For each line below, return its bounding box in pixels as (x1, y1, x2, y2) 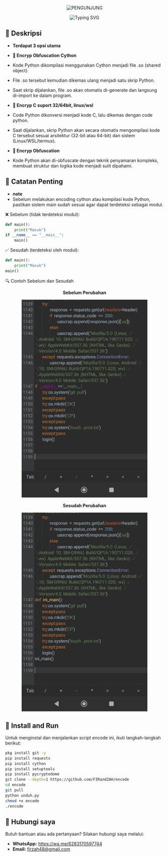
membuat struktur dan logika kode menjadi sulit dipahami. (12, 163, 133, 169)
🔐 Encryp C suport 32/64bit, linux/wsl (12, 102, 94, 108)
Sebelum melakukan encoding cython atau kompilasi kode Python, (12, 196, 151, 202)
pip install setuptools (5, 766, 55, 772)
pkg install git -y (5, 750, 46, 756)
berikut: (5, 740, 22, 746)
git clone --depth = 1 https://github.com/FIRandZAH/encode (5, 777, 129, 782)
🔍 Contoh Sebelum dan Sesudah (5, 278, 74, 284)
